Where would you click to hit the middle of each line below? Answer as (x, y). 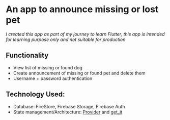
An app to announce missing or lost (82, 9)
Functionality (27, 55)
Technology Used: (35, 94)
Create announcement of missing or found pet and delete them (79, 73)
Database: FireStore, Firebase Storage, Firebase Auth (69, 106)
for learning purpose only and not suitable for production (66, 39)
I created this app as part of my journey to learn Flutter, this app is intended (85, 34)
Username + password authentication (53, 78)
